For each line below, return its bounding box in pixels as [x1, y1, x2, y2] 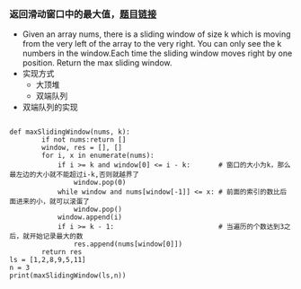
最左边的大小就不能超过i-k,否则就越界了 [9, 171, 139, 180]
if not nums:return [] [41, 136, 127, 144]
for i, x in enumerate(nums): [41, 151, 155, 161]
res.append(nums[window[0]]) [73, 240, 182, 249]
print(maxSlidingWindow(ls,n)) [9, 271, 127, 280]
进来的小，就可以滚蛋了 [15, 197, 90, 206]
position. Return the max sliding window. [22, 57, 173, 68]
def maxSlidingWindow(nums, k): [9, 127, 130, 136]
